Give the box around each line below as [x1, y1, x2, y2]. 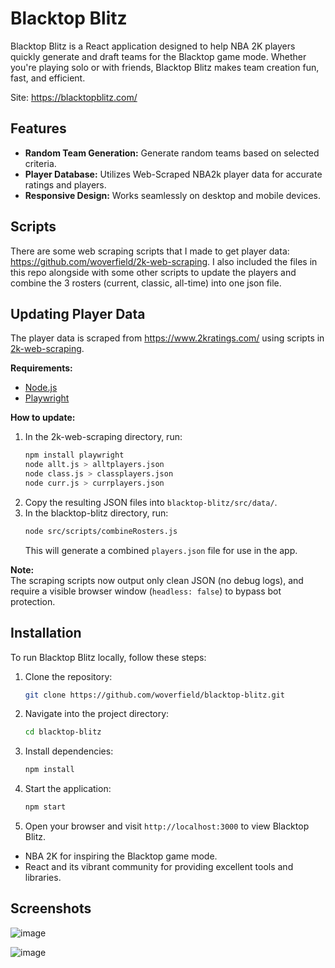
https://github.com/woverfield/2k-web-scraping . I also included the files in [10, 255, 318, 267]
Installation [10, 625, 82, 642]
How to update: [10, 412, 76, 424]
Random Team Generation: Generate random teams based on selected [24, 147, 320, 159]
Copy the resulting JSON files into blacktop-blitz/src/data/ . [24, 496, 278, 508]
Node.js [24, 382, 58, 394]
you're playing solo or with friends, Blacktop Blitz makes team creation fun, [10, 61, 320, 73]
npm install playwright [24, 450, 125, 461]
